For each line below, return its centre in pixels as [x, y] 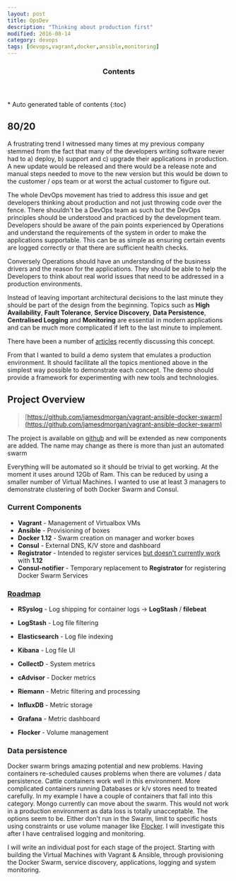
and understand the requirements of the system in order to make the [107, 232]
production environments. [45, 284]
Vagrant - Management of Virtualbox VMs [79, 523]
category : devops [33, 40]
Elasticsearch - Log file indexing [65, 636]
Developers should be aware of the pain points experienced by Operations [116, 225]
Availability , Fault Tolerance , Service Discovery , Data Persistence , [107, 313]
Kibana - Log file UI [46, 650]
